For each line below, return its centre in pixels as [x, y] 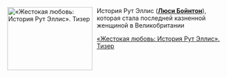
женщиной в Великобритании [141, 25]
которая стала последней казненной [151, 18]
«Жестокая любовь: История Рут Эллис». [158, 38]
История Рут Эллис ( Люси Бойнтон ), [152, 11]
